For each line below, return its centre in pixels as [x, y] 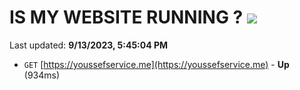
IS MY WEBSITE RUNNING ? [126, 17]
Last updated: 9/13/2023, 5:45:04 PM [89, 45]
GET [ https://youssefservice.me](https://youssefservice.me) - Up [156, 64]
